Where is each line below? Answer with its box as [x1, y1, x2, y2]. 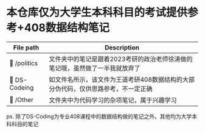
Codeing [9, 83, 34, 92]
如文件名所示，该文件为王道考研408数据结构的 [48, 75, 183, 84]
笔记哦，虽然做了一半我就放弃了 [48, 63, 141, 72]
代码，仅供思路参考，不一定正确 [60, 84, 153, 93]
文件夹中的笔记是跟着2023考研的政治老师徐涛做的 [48, 54, 193, 63]
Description [104, 43, 140, 52]
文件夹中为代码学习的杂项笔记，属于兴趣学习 [48, 96, 177, 104]
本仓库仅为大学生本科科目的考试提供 [6, 5, 188, 20]
